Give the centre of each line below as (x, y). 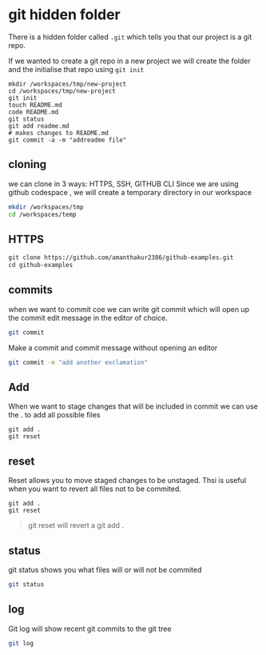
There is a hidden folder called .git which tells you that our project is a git (130, 37)
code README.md (34, 112)
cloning (28, 164)
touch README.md (35, 105)
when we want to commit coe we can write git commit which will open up (129, 309)
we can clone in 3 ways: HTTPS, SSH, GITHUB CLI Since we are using (123, 184)
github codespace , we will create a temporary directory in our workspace (130, 192)
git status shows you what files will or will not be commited (105, 570)
